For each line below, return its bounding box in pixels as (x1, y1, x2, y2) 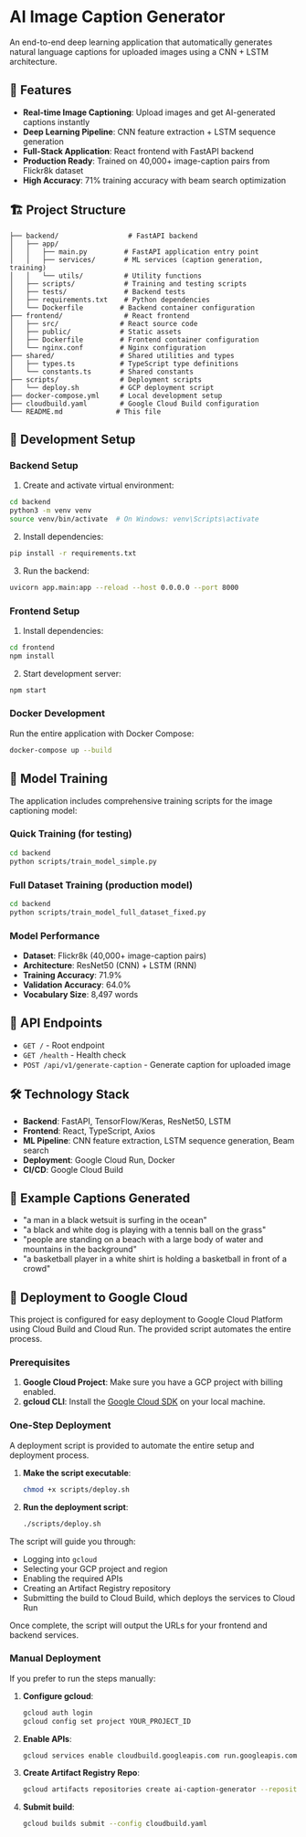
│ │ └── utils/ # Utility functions (9, 271, 203, 280)
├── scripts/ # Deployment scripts (9, 375, 203, 385)
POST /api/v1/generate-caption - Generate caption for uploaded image (22, 1059, 291, 1070)
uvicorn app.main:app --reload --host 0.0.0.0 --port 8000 (9, 583, 239, 592)
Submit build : (22, 1801, 75, 1812)
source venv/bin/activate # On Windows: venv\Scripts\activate (9, 514, 259, 523)
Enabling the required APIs (22, 1573, 123, 1584)
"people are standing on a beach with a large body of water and (22, 1234, 263, 1245)
